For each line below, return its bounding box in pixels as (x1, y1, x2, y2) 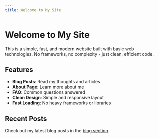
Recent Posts (5, 114, 47, 123)
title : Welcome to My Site (5, 7, 61, 13)
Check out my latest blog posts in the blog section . (5, 128, 110, 134)
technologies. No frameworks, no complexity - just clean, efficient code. (5, 51, 154, 57)
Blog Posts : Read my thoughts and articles (12, 79, 101, 85)
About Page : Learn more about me (12, 84, 84, 90)
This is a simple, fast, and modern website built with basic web (5, 46, 134, 52)
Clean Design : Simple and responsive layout (12, 95, 104, 101)
